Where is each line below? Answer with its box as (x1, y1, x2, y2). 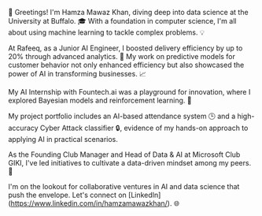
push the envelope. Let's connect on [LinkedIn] (8, 190, 161, 199)
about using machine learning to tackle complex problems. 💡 (8, 28, 205, 37)
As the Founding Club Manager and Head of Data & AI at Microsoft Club (8, 150, 241, 159)
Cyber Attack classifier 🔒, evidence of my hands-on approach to (39, 123, 249, 132)
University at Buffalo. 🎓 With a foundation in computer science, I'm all (8, 17, 237, 25)
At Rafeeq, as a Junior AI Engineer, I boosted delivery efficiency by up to (8, 43, 243, 53)
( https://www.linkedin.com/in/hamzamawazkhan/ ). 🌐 (8, 199, 179, 208)
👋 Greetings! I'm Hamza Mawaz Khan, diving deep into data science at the (8, 8, 249, 17)
